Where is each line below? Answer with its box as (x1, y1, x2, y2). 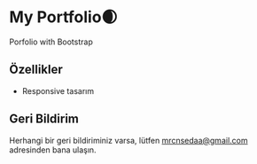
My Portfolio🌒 (9, 7, 118, 27)
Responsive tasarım (21, 85, 95, 96)
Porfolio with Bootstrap (9, 36, 93, 47)
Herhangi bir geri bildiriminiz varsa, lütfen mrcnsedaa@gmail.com (9, 135, 248, 145)
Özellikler (9, 62, 64, 77)
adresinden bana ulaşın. (9, 144, 97, 155)
